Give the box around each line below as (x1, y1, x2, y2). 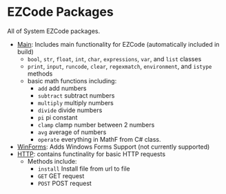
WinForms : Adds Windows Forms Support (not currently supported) (17, 142, 210, 151)
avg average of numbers (37, 128, 107, 136)
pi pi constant (37, 113, 78, 121)
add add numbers (37, 84, 87, 92)
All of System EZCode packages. (7, 27, 101, 35)
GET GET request (37, 171, 85, 180)
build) (17, 47, 34, 56)
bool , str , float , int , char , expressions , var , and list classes (27, 54, 202, 63)
